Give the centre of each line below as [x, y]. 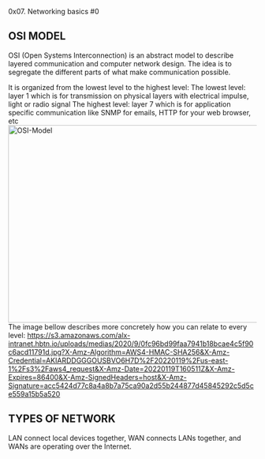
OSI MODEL [37, 36]
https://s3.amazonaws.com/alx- [79, 335]
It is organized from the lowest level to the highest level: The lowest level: [127, 87]
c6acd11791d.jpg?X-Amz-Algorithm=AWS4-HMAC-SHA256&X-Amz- [119, 352]
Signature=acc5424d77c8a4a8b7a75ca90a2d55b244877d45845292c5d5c [131, 386]
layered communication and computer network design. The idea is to [120, 63]
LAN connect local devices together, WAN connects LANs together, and [125, 438]
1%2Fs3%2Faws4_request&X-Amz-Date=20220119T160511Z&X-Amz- [121, 369]
